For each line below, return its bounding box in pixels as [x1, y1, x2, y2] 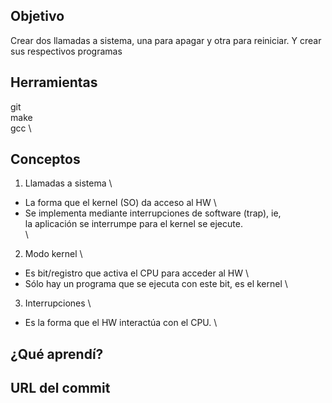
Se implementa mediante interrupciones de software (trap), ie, [24, 207, 282, 219]
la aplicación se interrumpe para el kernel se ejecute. [24, 218, 243, 230]
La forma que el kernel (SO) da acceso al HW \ [24, 197, 217, 209]
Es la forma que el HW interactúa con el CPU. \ [24, 317, 218, 329]
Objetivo [10, 8, 65, 25]
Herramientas [10, 74, 98, 91]
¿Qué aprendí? [10, 345, 104, 363]
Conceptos [10, 151, 81, 168]
